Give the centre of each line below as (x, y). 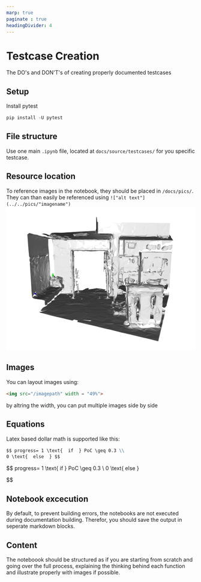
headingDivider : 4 (29, 25)
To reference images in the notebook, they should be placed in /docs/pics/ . (100, 191)
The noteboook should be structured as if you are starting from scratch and (100, 559)
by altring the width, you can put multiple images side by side (82, 405)
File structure (32, 136)
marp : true (20, 13)
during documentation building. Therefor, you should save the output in (94, 520)
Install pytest (22, 106)
